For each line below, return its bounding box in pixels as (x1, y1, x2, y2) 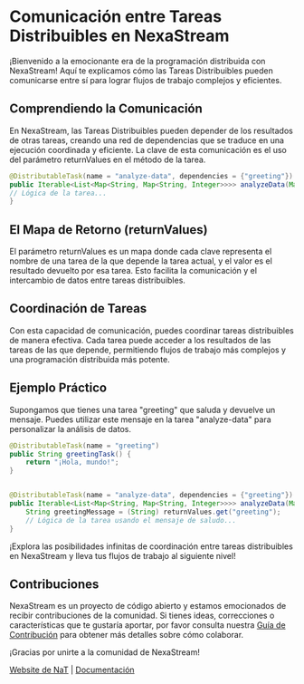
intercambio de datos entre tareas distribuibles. (9, 275, 185, 286)
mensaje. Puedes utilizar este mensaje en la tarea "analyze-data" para (9, 414, 271, 425)
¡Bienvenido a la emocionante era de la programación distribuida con (9, 55, 266, 66)
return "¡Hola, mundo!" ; (25, 458, 119, 467)
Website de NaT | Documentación (9, 664, 135, 676)
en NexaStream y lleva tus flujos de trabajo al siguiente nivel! (9, 550, 237, 561)
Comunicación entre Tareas (9, 6, 223, 27)
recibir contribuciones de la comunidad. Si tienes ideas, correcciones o (9, 610, 275, 621)
